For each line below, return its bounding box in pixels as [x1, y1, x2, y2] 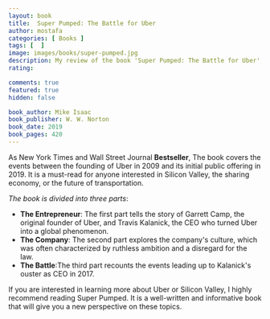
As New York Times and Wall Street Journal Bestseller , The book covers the [8, 152, 261, 162]
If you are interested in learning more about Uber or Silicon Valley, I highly [8, 284, 252, 294]
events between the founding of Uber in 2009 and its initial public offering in [8, 161, 261, 170]
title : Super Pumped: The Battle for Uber [8, 19, 157, 27]
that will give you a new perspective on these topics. [8, 301, 182, 311]
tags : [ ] [8, 42, 45, 50]
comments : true [8, 78, 59, 87]
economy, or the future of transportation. [8, 178, 145, 187]
